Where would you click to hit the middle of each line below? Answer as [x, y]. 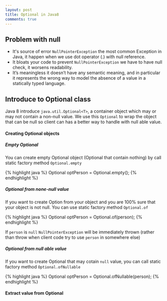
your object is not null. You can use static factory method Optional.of [77, 207]
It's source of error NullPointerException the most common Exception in [87, 52]
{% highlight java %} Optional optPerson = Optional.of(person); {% [74, 217]
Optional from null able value [36, 249]
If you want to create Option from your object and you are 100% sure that [80, 202]
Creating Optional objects [32, 133]
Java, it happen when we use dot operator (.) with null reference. [79, 57]
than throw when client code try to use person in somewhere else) [73, 237]
